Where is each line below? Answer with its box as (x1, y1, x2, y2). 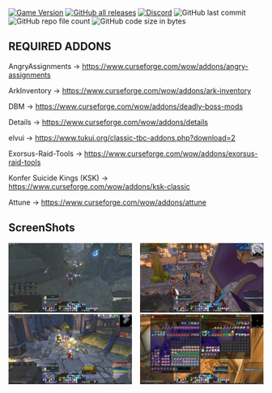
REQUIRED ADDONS (8, 40, 112, 54)
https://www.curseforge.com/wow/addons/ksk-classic (8, 181, 190, 191)
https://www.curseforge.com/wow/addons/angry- (82, 61, 249, 71)
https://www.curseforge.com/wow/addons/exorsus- (83, 149, 258, 158)
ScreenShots (8, 221, 75, 235)
